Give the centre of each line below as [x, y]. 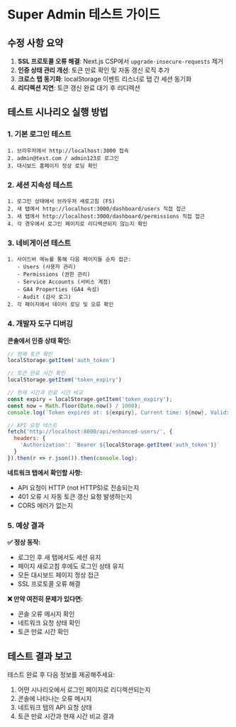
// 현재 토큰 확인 [30, 354]
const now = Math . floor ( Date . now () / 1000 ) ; [74, 406]
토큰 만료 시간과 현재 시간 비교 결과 [66, 716]
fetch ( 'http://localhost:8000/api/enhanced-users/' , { [90, 432]
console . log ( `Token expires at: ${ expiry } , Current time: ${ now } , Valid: [119, 412]
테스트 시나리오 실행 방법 [58, 112]
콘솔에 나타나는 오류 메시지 [55, 698]
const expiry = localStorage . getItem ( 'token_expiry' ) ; [90, 399]
